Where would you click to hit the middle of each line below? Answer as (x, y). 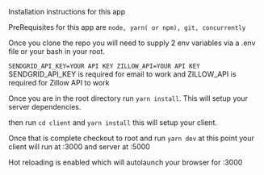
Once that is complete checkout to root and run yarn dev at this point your (131, 138)
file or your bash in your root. (57, 51)
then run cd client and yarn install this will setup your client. (113, 123)
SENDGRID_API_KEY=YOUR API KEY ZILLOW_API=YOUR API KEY (104, 66)
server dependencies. (45, 107)
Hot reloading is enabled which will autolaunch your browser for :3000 (126, 162)
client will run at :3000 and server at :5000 (80, 147)
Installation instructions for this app (67, 12)
